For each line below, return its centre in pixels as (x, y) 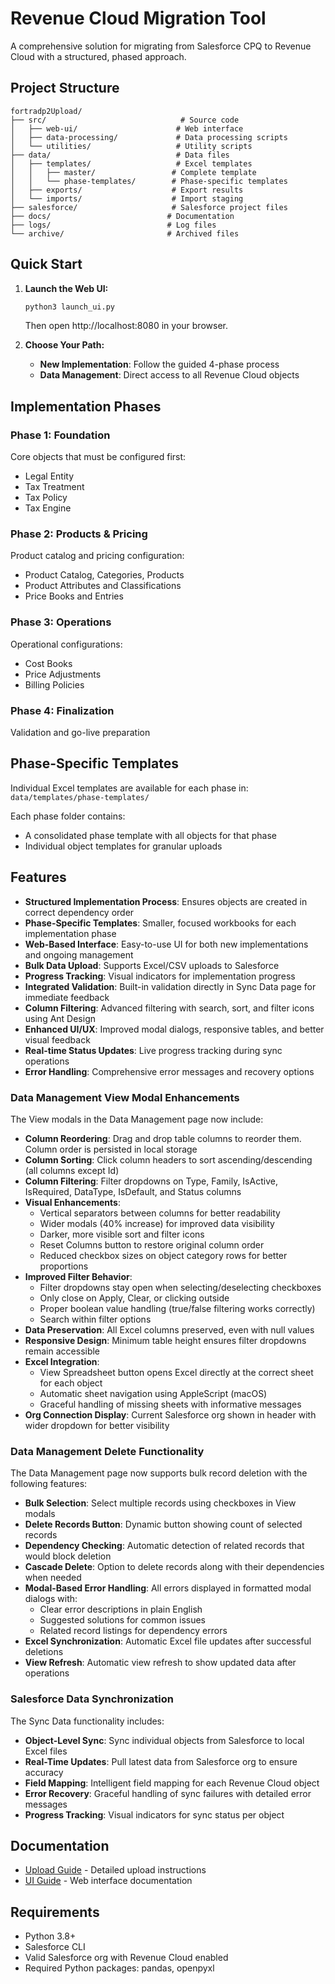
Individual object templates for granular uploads (123, 846)
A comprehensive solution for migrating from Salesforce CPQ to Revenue (161, 46)
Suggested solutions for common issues (123, 1620)
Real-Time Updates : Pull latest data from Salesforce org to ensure (161, 1761)
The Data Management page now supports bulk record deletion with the (159, 1473)
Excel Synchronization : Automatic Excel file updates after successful (168, 1641)
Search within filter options (95, 1319)
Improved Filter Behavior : (78, 1276)
